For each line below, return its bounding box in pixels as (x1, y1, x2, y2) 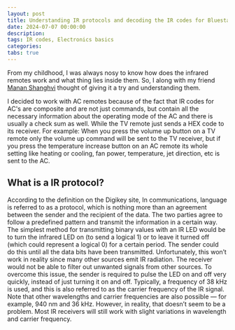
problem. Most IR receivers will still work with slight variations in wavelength (7, 307, 227, 315)
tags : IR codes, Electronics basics (7, 36, 114, 43)
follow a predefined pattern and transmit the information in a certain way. (7, 218, 218, 226)
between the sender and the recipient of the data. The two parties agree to (7, 210, 223, 219)
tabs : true (7, 50, 39, 57)
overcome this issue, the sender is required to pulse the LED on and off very (7, 270, 227, 278)
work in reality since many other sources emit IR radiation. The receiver (7, 255, 213, 263)
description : (7, 29, 45, 37)
